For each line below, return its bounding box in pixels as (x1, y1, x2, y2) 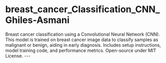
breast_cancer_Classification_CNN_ (5, 4, 160, 15)
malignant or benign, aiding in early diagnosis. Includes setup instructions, (5, 42, 161, 48)
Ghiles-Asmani (5, 14, 70, 26)
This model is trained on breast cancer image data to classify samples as (5, 37, 158, 43)
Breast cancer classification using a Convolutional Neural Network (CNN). (5, 31, 160, 37)
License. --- (5, 52, 31, 59)
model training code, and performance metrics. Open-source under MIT (5, 47, 156, 53)
